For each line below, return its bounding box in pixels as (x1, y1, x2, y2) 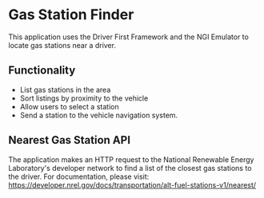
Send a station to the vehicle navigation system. (19, 110, 178, 120)
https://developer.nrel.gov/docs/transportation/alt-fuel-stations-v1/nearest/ (8, 180, 257, 189)
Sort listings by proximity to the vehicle (19, 93, 149, 103)
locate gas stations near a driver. (8, 40, 116, 49)
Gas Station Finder (8, 6, 134, 24)
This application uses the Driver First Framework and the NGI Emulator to (8, 32, 250, 42)
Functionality (8, 64, 76, 77)
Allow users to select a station (19, 101, 119, 111)
